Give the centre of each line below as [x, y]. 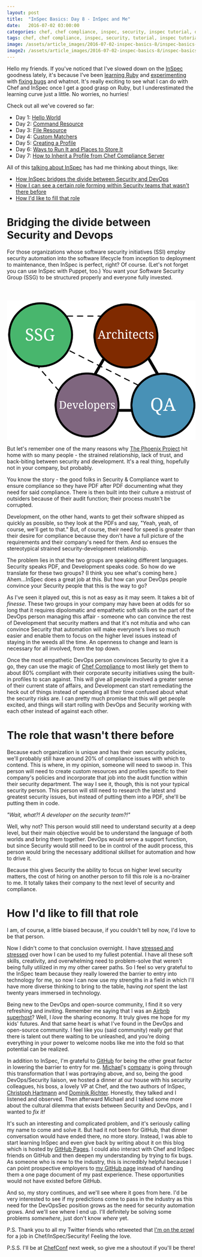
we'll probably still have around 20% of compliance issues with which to [96, 758]
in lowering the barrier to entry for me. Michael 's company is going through [100, 1067]
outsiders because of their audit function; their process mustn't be [89, 498]
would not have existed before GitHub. [54, 1181]
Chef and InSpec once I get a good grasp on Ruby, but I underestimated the [100, 88]
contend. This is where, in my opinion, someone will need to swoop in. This [100, 765]
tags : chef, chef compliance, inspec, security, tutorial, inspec [91, 38]
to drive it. [19, 858]
